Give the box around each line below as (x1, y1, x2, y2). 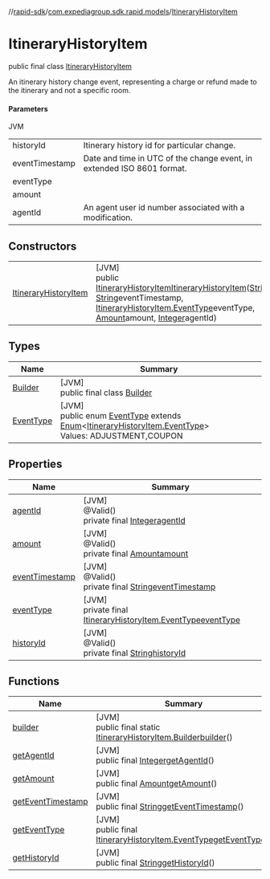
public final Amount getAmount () (96, 778, 218, 789)
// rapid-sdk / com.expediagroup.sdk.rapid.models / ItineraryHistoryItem (8, 7, 239, 16)
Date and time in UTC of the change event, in (83, 153, 253, 164)
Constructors (8, 239, 77, 253)
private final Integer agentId (83, 515, 186, 526)
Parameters (8, 104, 48, 113)
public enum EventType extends (59, 409, 182, 421)
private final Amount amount (83, 547, 189, 559)
